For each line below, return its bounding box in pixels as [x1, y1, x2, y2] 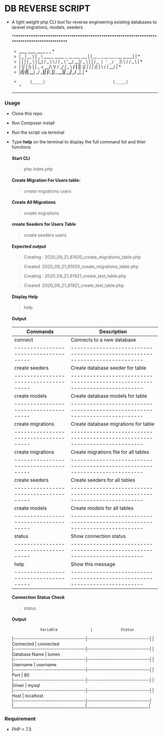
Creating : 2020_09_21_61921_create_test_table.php [23, 273, 127, 279]
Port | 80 [11, 672, 30, 678]
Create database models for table [71, 392, 147, 399]
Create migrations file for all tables [71, 448, 149, 455]
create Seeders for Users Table [11, 221, 76, 227]
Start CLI [11, 155, 30, 161]
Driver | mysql [11, 682, 40, 688]
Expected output [11, 243, 47, 249]
